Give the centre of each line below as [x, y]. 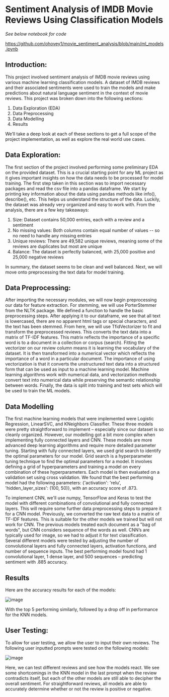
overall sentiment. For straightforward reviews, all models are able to [76, 683]
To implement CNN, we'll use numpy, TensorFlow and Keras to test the [78, 498]
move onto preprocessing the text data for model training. [65, 272]
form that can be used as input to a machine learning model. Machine [77, 369]
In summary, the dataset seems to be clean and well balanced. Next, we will [84, 267]
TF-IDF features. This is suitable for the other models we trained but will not [84, 519]
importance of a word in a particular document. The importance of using [80, 359]
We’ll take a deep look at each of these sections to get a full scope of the [81, 134]
